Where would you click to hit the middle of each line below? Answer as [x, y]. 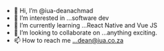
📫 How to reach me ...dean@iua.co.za [69, 40]
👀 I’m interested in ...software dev [61, 18]
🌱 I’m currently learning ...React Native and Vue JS [85, 25]
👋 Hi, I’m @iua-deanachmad [53, 11]
